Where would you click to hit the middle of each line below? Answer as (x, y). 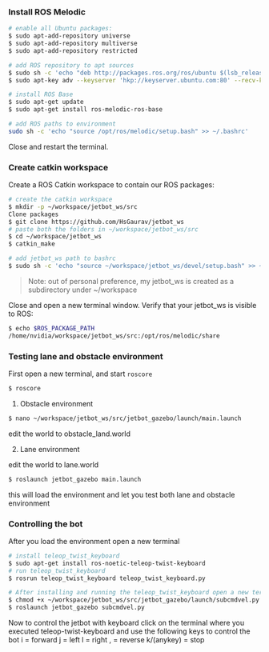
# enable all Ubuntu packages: (60, 29)
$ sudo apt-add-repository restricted (73, 50)
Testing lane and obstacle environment (86, 356)
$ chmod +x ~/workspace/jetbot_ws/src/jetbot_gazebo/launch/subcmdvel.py (134, 600)
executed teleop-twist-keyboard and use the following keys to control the (129, 631)
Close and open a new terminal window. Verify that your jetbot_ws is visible (132, 305)
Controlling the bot (46, 524)
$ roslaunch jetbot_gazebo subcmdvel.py (77, 608)
